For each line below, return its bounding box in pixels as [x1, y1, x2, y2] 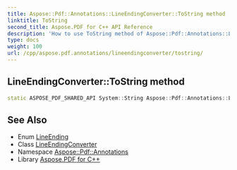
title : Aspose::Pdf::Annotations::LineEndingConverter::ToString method [7, 10, 226, 18]
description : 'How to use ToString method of [7, 30, 143, 37]
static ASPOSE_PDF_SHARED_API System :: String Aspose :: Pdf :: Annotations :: [7, 95, 229, 102]
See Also [7, 114, 47, 126]
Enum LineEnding [17, 133, 69, 141]
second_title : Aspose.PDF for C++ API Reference [7, 23, 153, 30]
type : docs [7, 37, 39, 44]
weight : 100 [7, 43, 42, 50]
